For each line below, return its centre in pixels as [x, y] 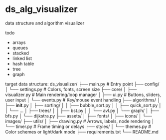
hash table [23, 63]
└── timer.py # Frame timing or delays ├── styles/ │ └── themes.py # [78, 126]
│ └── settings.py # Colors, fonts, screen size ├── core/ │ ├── [71, 89]
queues [20, 47]
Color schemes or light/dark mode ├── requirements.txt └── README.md [82, 131]
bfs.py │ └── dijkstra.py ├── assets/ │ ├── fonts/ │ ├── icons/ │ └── [79, 115]
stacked [20, 53]
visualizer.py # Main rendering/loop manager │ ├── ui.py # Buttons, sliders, [83, 94]
